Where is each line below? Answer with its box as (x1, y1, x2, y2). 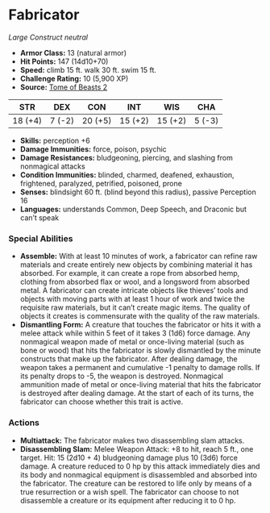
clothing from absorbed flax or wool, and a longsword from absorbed (19, 277, 250, 287)
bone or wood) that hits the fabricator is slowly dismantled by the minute (19, 345, 261, 356)
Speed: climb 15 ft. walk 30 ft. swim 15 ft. (19, 65, 157, 74)
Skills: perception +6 (19, 136, 90, 145)
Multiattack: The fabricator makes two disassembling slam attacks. (19, 436, 245, 445)
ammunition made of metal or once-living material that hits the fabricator (19, 380, 262, 390)
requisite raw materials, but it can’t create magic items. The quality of (19, 302, 251, 312)
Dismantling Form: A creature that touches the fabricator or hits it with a (19, 320, 261, 330)
